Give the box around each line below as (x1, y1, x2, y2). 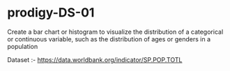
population (7, 42, 38, 50)
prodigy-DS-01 (7, 5, 95, 21)
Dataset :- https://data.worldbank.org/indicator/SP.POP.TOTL (7, 55, 183, 63)
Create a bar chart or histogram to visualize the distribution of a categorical (7, 28, 224, 36)
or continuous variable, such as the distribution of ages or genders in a (7, 34, 211, 43)
